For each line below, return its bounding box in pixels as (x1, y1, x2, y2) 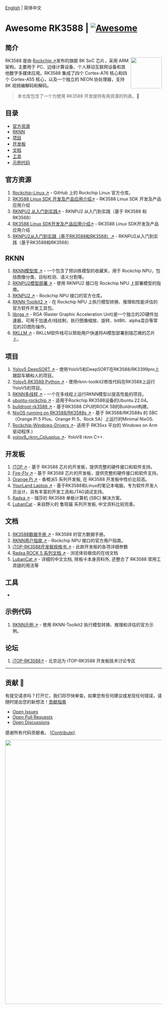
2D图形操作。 (21, 324, 49, 330)
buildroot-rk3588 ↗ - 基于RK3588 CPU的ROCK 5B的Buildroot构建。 (12, 404, 152, 410)
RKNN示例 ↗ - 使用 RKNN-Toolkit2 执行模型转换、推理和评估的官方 (12, 622, 150, 628)
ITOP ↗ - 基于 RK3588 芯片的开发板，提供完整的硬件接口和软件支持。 (12, 464, 155, 470)
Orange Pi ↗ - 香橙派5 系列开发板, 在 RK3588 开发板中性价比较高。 (12, 476, 150, 482)
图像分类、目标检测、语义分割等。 (16, 274, 87, 280)
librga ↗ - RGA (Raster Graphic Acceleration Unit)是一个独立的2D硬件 (12, 311, 154, 317)
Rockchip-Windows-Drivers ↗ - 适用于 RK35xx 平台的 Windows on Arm (12, 422, 158, 428)
